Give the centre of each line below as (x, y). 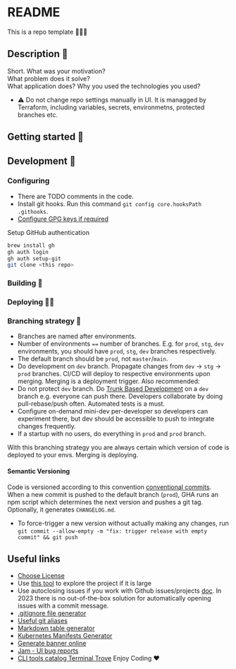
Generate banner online (52, 644)
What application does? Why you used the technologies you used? (104, 86)
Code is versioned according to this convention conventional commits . (110, 487)
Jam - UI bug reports (48, 651)
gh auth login (28, 252)
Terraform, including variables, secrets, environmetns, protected (111, 107)
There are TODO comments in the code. (75, 196)
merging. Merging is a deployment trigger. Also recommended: (108, 381)
